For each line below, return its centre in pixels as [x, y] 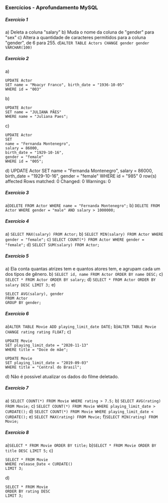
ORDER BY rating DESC [28, 491]
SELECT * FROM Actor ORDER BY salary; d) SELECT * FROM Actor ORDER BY [80, 279]
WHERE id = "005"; [24, 161]
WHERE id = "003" [23, 89]
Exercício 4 [17, 221]
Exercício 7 [17, 388]
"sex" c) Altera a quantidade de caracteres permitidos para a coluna [76, 37]
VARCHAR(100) [19, 47]
